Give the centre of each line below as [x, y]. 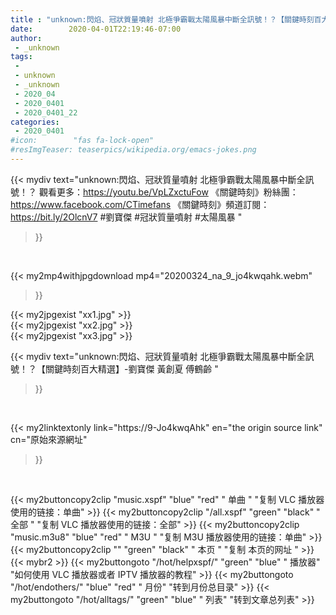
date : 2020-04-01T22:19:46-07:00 [96, 29]
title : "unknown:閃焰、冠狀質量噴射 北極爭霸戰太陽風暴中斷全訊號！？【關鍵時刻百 [166, 19]
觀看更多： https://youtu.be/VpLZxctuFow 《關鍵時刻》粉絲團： [168, 192]
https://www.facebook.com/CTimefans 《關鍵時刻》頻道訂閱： [140, 204]
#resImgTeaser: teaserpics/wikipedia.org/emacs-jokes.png [133, 150]
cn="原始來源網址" [49, 439]
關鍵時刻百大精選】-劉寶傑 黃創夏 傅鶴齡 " [131, 368]
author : [26, 38]
